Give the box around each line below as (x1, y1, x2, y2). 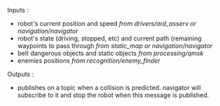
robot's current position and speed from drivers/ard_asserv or (17, 20, 197, 27)
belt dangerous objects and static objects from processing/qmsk (17, 49, 204, 57)
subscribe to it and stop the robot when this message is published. (17, 91, 210, 99)
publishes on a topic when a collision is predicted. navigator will (17, 84, 201, 91)
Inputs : (7, 6, 29, 14)
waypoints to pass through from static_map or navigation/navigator (17, 42, 213, 50)
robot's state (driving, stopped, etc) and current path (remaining (17, 34, 202, 43)
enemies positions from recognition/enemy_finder (17, 56, 161, 65)
